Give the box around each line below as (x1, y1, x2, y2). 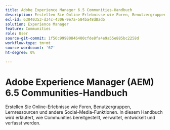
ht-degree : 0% (5, 50, 35, 55)
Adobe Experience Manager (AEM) (5, 76, 154, 88)
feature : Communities (5, 26, 51, 31)
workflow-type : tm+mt (5, 41, 51, 46)
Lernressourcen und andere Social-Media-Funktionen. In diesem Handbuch (5, 109, 163, 115)
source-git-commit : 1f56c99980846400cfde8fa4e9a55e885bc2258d (5, 36, 139, 41)
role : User (5, 31, 28, 36)
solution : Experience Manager (5, 21, 69, 27)
